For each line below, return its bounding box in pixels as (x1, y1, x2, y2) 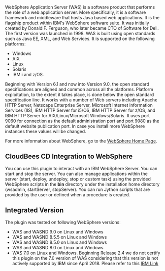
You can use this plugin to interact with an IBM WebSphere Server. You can (5, 165, 158, 171)
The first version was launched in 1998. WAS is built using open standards (5, 31, 156, 36)
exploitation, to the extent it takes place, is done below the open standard (5, 91, 154, 97)
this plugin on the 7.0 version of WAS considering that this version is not (12, 255, 159, 261)
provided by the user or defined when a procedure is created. (5, 191, 131, 197)
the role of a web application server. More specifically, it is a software (5, 9, 146, 15)
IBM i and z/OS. (12, 72, 44, 77)
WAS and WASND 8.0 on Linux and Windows (12, 244, 103, 250)
